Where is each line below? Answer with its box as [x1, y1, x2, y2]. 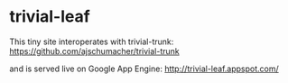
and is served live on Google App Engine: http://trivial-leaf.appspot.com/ [9, 63, 279, 74]
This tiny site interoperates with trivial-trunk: [9, 36, 174, 47]
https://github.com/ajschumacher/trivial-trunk [9, 45, 180, 56]
